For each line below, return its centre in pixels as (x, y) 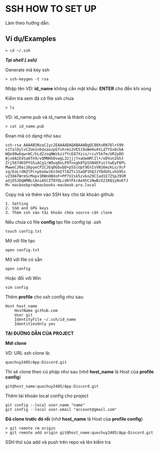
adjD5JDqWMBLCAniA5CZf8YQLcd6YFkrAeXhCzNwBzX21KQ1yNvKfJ (67, 181)
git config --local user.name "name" (45, 405)
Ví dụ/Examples (31, 39)
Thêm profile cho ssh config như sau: (45, 297)
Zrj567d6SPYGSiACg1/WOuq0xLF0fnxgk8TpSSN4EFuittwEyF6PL (66, 163)
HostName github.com (36, 310)
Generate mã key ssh (27, 70)
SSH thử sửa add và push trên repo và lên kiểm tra (58, 442)
